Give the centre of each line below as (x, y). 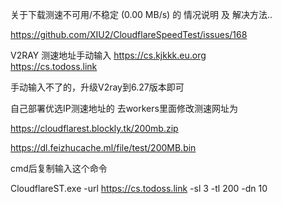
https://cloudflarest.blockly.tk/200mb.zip (94, 128)
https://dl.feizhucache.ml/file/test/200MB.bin (103, 147)
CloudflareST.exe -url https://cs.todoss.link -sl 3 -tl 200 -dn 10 (139, 188)
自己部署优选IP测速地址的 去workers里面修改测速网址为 (124, 108)
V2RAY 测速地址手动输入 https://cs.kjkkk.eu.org (108, 55)
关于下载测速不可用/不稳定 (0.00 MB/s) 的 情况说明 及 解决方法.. (141, 14)
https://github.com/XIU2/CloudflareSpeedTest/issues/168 (129, 34)
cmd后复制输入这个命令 (59, 168)
